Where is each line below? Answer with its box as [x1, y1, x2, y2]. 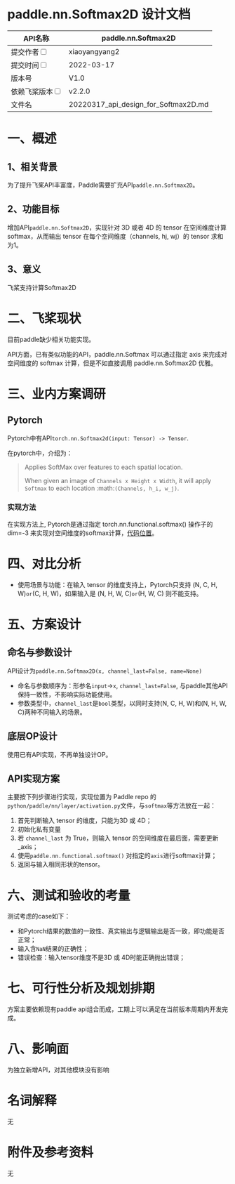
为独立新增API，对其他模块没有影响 [7, 1065, 110, 1074]
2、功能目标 [7, 203, 60, 215]
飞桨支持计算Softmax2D [7, 283, 77, 291]
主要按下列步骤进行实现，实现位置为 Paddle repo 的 [7, 793, 156, 801]
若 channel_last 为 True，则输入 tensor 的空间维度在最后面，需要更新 [17, 834, 219, 843]
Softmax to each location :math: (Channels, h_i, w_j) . [24, 484, 180, 492]
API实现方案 [7, 772, 60, 784]
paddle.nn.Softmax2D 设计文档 [7, 6, 191, 22]
